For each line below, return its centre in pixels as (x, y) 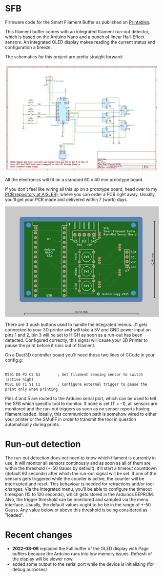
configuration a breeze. (29, 47)
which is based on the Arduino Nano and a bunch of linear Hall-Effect (75, 37)
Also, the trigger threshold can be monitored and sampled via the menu (77, 499)
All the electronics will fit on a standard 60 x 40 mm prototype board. (74, 180)
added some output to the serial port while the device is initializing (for (83, 564)
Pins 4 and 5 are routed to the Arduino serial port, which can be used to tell (81, 398)
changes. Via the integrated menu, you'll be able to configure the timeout (79, 489)
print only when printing (31, 389)
